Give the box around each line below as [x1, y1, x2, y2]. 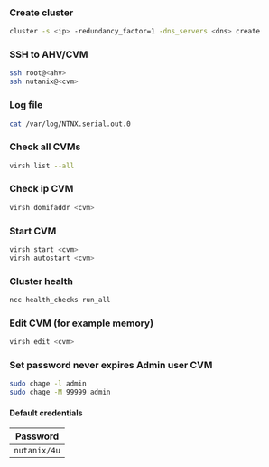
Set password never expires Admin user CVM [9, 359, 213, 372]
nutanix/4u [14, 445, 60, 456]
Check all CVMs [9, 140, 81, 153]
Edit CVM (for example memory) [9, 317, 154, 329]
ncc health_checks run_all [9, 296, 111, 305]
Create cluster [9, 6, 74, 19]
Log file [9, 99, 43, 111]
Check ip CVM [9, 183, 74, 195]
